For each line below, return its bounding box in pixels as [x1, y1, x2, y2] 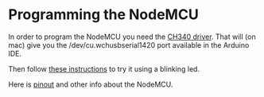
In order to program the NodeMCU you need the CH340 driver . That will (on [8, 32, 256, 41]
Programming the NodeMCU [8, 6, 199, 24]
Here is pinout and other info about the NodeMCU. [8, 80, 173, 89]
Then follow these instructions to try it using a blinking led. [8, 64, 200, 73]
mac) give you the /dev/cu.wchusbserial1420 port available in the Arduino [8, 40, 250, 49]
